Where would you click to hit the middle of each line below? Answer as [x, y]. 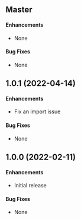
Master [19, 10]
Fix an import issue [37, 111]
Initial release [30, 186]
